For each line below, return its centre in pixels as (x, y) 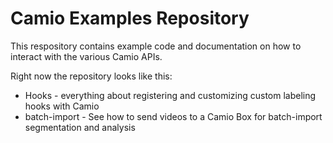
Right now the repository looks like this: (91, 76)
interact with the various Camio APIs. (86, 56)
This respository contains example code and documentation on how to (156, 46)
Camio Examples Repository (130, 18)
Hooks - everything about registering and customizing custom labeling (170, 95)
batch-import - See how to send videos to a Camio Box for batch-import (173, 116)
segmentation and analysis (80, 127)
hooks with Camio (62, 106)
